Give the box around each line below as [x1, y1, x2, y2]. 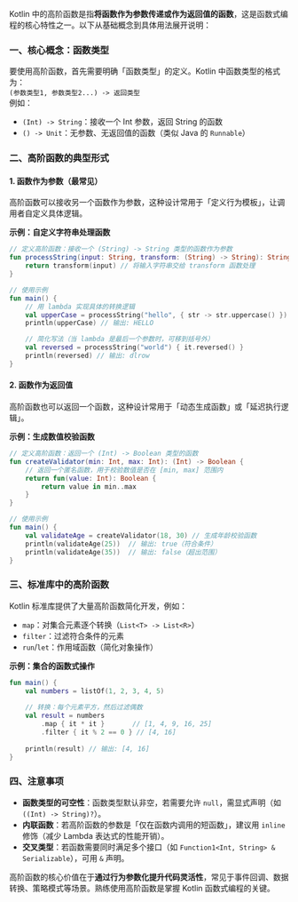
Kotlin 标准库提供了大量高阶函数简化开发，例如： [9, 600, 188, 611]
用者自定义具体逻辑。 [9, 208, 87, 219]
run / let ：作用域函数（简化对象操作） [21, 642, 158, 652]
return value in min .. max [41, 482, 137, 491]
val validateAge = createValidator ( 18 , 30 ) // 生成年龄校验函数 [25, 531, 257, 540]
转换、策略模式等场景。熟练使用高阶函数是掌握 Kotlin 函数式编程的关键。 [9, 882, 275, 893]
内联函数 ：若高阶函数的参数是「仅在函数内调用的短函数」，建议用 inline [21, 819, 286, 830]
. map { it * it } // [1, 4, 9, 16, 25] [41, 720, 213, 729]
